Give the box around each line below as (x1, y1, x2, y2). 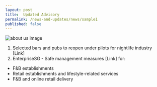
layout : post (5, 7, 33, 13)
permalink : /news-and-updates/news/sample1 (5, 17, 98, 22)
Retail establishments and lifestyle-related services (12, 71, 119, 77)
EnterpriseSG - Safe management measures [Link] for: (12, 56, 126, 62)
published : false (5, 21, 42, 27)
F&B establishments (12, 65, 54, 71)
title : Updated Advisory (5, 12, 59, 17)
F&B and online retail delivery (12, 76, 73, 82)
